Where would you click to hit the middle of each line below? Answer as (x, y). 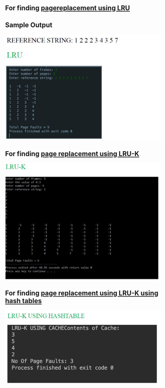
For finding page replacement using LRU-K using (82, 293)
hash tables (23, 301)
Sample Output (29, 25)
